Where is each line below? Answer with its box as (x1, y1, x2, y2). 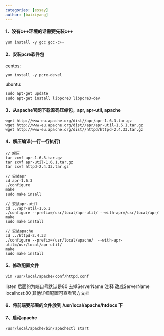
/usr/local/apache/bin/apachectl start (5, 326, 89, 331)
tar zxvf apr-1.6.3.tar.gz (5, 155, 62, 161)
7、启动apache (5, 314, 37, 321)
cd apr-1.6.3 (5, 178, 33, 183)
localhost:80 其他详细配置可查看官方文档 (5, 290, 90, 296)
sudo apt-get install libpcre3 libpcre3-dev (5, 95, 100, 101)
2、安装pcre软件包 (5, 51, 44, 57)
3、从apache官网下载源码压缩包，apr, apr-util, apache (5, 107, 121, 113)
